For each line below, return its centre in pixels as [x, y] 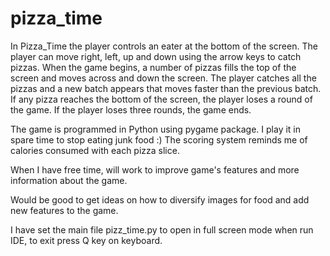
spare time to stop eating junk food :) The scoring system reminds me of [159, 139]
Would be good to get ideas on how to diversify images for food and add [160, 199]
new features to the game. [64, 210]
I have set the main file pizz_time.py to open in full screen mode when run [162, 229]
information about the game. [69, 180]
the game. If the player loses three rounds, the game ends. [131, 109]
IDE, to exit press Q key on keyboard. [86, 240]
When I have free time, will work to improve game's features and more [155, 169]
